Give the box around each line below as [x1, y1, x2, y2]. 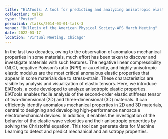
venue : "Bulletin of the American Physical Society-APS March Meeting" [5, 26, 157, 31]
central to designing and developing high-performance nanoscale [5, 107, 141, 113]
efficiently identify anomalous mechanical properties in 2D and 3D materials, [5, 102, 163, 108]
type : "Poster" [5, 16, 37, 21]
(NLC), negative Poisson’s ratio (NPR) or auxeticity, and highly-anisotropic [5, 64, 157, 70]
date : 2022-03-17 [5, 30, 41, 35]
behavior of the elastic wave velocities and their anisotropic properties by [5, 118, 156, 124]
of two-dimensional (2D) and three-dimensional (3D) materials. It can [5, 96, 147, 102]
